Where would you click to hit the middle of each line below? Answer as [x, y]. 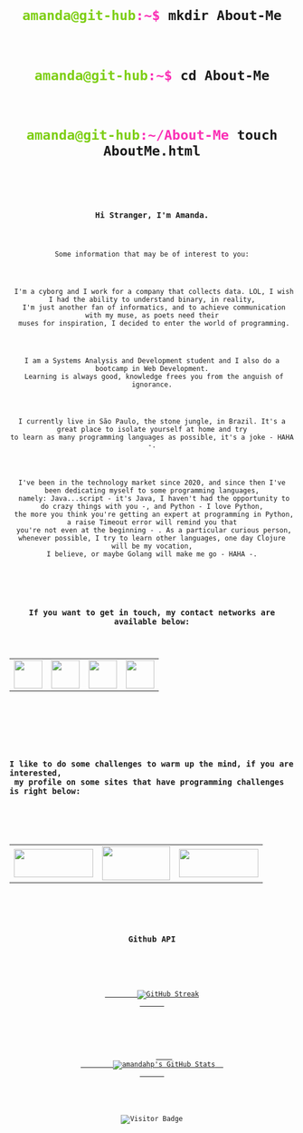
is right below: [45, 791]
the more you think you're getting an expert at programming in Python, [154, 515]
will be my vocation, [152, 547]
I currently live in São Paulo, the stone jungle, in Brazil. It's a [152, 422]
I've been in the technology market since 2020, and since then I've [152, 483]
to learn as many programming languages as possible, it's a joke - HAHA [152, 438]
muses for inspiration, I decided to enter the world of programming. [154, 323]
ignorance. [152, 385]
